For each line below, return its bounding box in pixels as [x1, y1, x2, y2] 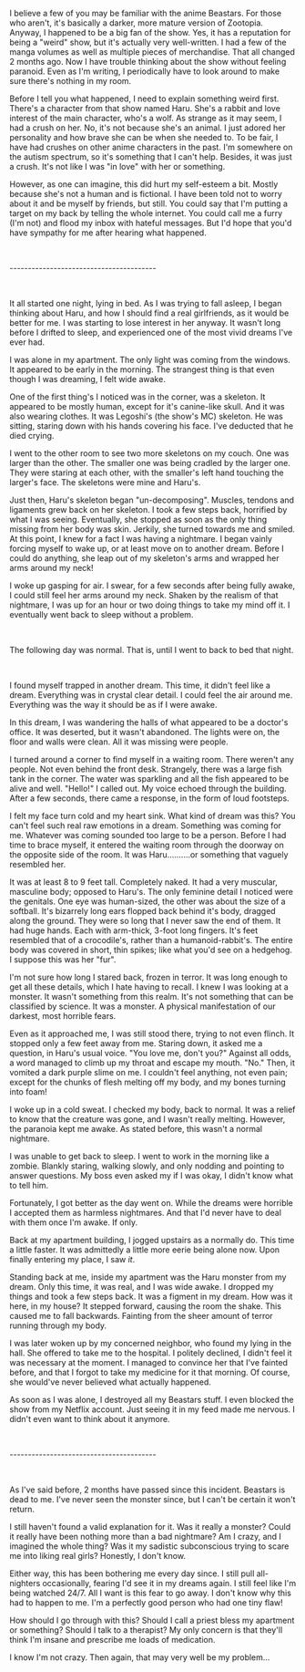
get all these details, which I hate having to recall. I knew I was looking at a [9, 981, 289, 992]
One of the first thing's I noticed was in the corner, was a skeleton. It [9, 391, 266, 402]
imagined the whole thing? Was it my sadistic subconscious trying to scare [9, 1541, 290, 1552]
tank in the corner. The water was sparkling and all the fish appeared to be [9, 774, 290, 784]
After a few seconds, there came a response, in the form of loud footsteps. [9, 793, 290, 804]
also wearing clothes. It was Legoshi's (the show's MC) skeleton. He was [9, 410, 284, 421]
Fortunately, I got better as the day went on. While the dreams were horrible [9, 1198, 294, 1208]
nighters [9, 1578, 41, 1588]
